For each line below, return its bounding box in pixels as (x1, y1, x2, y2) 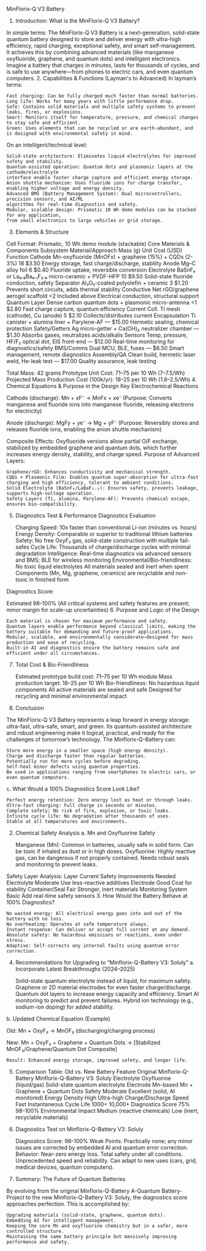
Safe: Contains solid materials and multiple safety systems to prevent (6, 104, 196, 110)
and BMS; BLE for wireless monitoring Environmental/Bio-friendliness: (15, 556, 192, 564)
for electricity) (6, 407, 42, 415)
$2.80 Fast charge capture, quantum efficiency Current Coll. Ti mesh (6, 305, 181, 312)
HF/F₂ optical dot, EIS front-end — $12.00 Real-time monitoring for (6, 338, 175, 345)
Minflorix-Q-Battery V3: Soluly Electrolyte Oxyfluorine (35, 1074, 172, 1082)
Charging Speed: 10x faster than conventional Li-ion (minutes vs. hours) (15, 524, 197, 531)
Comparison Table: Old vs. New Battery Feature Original (15, 1068, 158, 1075)
